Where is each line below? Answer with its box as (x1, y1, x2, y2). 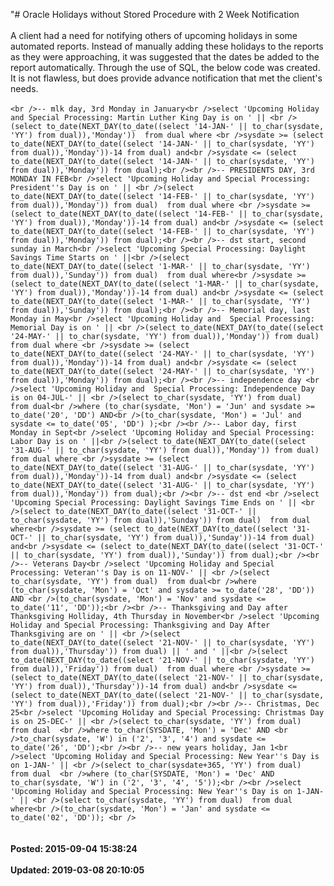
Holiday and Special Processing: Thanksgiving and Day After (10, 620, 271, 630)
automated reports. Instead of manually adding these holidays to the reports (10, 40, 324, 52)
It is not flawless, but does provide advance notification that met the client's (10, 72, 323, 84)
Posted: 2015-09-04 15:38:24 (10, 843, 138, 854)
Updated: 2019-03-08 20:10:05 (10, 864, 145, 876)
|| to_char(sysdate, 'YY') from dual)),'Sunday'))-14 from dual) (36, 533, 315, 543)
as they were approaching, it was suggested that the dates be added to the (10, 51, 320, 63)
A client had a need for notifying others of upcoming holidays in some (10, 30, 298, 41)
